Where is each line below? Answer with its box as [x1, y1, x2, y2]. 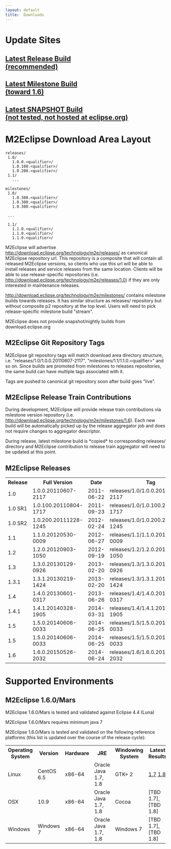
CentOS [37, 768, 56, 775]
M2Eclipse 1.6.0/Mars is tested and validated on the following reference [5, 729, 155, 735]
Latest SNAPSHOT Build [5, 105, 83, 114]
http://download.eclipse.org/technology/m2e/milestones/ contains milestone [5, 292, 166, 298]
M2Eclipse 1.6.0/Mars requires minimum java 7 [5, 719, 103, 725]
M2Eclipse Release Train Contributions [5, 393, 131, 401]
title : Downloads [5, 12, 44, 17]
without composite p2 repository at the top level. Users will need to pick [5, 303, 156, 309]
